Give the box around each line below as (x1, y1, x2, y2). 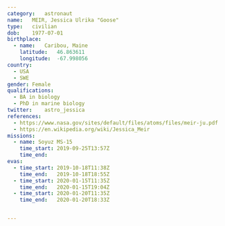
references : (7, 113, 42, 120)
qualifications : (7, 87, 54, 94)
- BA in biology (13, 94, 60, 101)
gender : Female (7, 81, 51, 88)
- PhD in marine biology (13, 100, 85, 107)
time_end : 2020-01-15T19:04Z (19, 184, 110, 191)
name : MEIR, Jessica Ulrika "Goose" (7, 17, 119, 23)
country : (7, 62, 33, 68)
